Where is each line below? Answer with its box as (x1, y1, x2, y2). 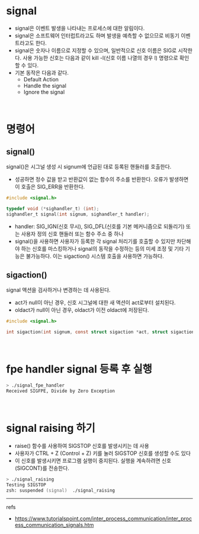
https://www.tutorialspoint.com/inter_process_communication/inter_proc (14, 515, 192, 522)
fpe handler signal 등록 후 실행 (6, 362, 153, 376)
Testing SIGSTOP (6, 482, 46, 488)
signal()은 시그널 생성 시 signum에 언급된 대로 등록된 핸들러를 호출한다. (6, 163, 172, 170)
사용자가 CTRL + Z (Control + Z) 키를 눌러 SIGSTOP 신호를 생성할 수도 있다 (14, 450, 191, 457)
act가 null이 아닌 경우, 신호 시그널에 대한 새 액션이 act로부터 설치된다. (14, 299, 176, 307)
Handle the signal (23, 82, 67, 89)
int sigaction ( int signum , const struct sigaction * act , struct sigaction (6, 329, 195, 335)
